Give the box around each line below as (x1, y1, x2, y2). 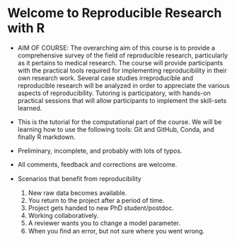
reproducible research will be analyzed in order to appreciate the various (17, 81, 230, 89)
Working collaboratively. (28, 211, 99, 219)
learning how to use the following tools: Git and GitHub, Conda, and (17, 125, 214, 133)
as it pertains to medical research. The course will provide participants (17, 58, 224, 67)
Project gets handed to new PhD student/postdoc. (28, 204, 175, 212)
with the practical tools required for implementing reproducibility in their (17, 66, 228, 75)
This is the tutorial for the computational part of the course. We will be (17, 117, 222, 126)
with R (7, 20, 45, 36)
